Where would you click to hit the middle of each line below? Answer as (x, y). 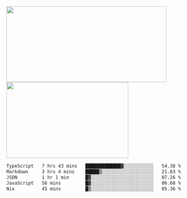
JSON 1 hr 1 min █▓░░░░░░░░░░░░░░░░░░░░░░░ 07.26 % (94, 177)
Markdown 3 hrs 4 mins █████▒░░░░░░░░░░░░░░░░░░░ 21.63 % (94, 172)
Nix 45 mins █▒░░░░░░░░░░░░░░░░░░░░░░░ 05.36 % (94, 189)
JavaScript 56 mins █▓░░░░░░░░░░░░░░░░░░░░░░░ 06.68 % (94, 183)
